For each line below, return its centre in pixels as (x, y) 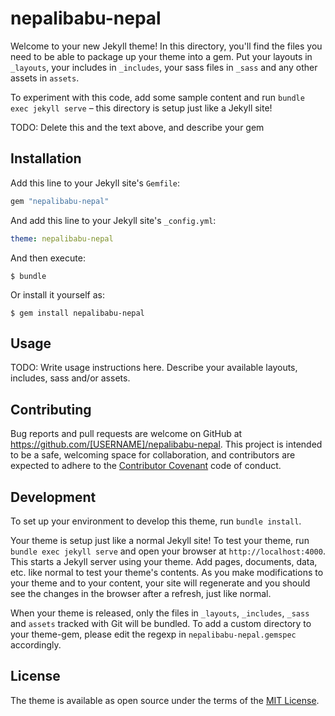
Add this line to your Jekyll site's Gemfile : (95, 183)
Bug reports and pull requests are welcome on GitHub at (126, 434)
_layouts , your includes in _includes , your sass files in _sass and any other (164, 67)
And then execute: (48, 258)
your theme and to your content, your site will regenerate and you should (160, 583)
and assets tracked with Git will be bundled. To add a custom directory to (161, 623)
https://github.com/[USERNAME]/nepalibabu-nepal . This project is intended (166, 444)
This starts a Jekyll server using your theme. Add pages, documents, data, (164, 561)
